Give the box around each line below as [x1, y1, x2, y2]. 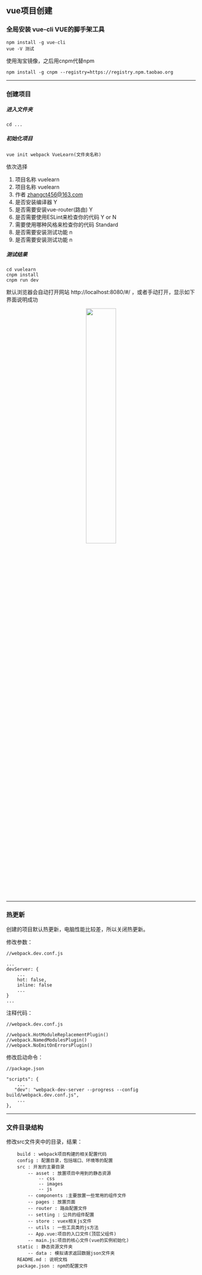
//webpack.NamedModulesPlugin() [6, 1037, 87, 1043]
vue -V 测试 [6, 46, 34, 52]
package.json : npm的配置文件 [17, 1263, 88, 1270]
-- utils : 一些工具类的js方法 [28, 1225, 99, 1231]
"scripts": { [6, 1076, 39, 1082]
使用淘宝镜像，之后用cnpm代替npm [6, 57, 95, 64]
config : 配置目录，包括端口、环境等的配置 [17, 1158, 113, 1164]
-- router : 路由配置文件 [28, 1206, 87, 1212]
